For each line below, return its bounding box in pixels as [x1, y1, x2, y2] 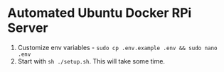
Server [7, 20, 48, 36]
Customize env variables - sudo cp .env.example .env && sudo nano [17, 43, 218, 52]
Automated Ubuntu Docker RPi [7, 5, 192, 21]
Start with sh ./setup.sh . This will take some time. [17, 56, 166, 65]
